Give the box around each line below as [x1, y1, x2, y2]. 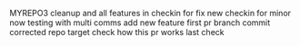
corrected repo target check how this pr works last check [9, 27, 225, 37]
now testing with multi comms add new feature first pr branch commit [9, 17, 271, 28]
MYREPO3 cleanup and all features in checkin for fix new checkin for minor [9, 8, 292, 18]
